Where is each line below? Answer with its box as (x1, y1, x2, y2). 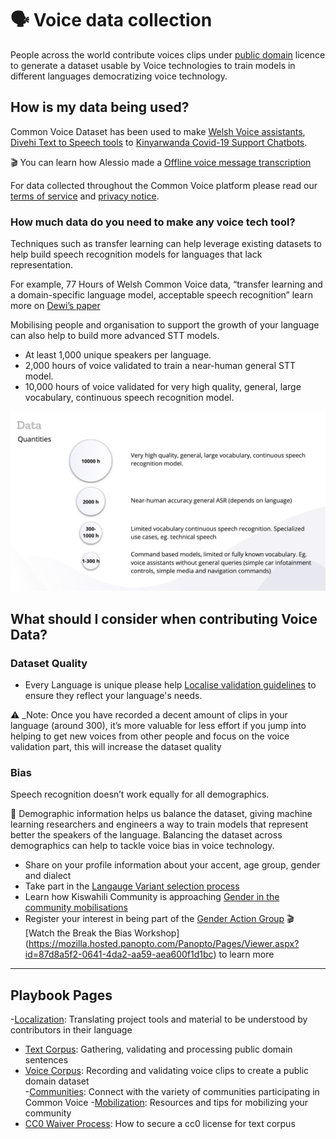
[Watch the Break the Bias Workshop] (24, 927, 180, 939)
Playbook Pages (10, 987, 113, 1004)
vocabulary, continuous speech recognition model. (24, 392, 235, 404)
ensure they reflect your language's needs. (24, 690, 203, 702)
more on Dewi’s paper (10, 300, 101, 312)
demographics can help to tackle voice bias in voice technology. (10, 840, 275, 852)
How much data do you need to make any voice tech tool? (10, 215, 296, 229)
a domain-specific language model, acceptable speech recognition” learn (10, 289, 313, 301)
